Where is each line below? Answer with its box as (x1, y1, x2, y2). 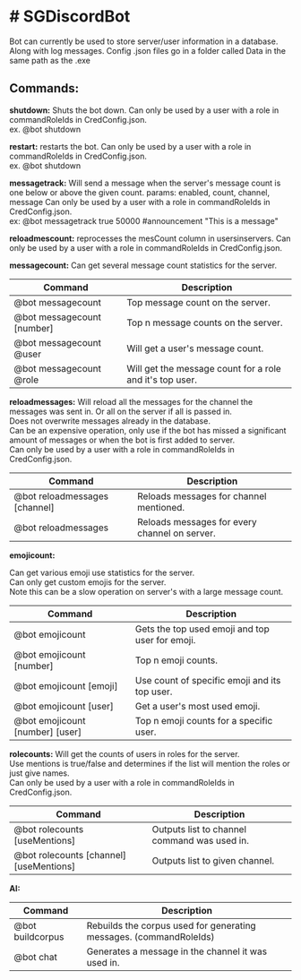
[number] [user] (13, 726, 82, 738)
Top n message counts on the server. (126, 316, 284, 329)
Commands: (9, 81, 80, 96)
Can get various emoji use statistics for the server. (9, 567, 195, 578)
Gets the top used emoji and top (134, 623, 271, 635)
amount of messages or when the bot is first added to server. (9, 434, 236, 445)
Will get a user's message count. (126, 342, 264, 355)
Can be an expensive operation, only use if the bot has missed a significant (9, 425, 287, 435)
